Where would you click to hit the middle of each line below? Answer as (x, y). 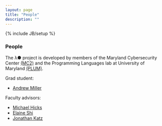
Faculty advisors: (23, 98)
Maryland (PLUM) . (24, 68)
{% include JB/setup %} (30, 34)
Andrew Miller (27, 88)
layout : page (19, 10)
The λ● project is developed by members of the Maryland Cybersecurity (81, 57)
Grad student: (19, 78)
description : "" (22, 19)
